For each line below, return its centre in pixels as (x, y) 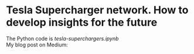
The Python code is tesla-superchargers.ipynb (62, 38)
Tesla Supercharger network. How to (97, 10)
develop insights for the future (82, 22)
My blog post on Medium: (37, 45)
